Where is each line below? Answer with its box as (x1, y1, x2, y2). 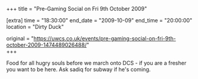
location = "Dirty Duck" (6, 24, 65, 30)
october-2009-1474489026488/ (6, 42, 87, 48)
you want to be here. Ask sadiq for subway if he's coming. (6, 66, 151, 73)
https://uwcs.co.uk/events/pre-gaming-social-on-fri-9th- (33, 35, 176, 42)
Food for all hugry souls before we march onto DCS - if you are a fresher (6, 60, 187, 66)
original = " (6, 35, 34, 42)
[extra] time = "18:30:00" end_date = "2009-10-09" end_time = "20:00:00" (6, 17, 193, 24)
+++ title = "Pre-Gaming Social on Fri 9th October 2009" (6, 5, 147, 12)
